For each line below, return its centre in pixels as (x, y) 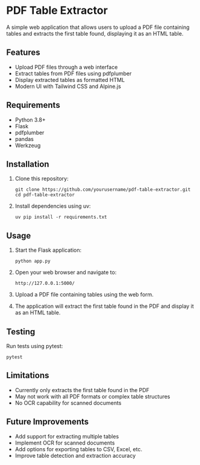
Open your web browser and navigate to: (66, 272)
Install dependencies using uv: (53, 206)
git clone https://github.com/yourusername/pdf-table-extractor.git (103, 190)
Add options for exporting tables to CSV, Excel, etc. (79, 449)
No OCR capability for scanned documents (68, 403)
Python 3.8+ (30, 120)
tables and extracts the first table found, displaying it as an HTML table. (95, 33)
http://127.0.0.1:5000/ (45, 284)
